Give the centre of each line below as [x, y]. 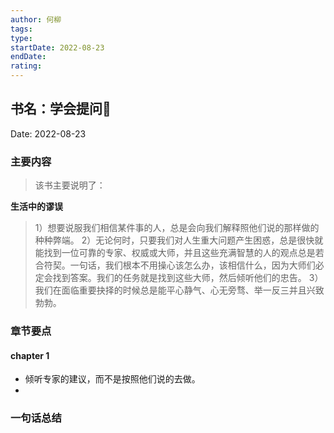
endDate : [28, 57]
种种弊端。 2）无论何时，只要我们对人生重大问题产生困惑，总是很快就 [179, 240]
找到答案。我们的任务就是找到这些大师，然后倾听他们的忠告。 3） [188, 278]
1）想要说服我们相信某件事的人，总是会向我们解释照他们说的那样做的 [177, 228]
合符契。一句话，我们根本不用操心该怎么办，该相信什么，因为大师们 [175, 265]
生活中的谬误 [36, 207]
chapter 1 [30, 355]
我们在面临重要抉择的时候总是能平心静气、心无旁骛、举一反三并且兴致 [179, 290]
